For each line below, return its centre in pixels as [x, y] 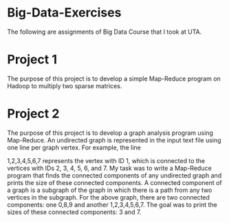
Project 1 [32, 60]
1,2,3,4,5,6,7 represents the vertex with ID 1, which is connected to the [106, 160]
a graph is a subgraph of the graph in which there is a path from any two [110, 190]
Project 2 [33, 114]
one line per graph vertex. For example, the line [74, 147]
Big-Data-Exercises [64, 13]
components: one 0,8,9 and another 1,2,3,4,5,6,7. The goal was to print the [112, 204]
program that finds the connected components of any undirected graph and [115, 175]
